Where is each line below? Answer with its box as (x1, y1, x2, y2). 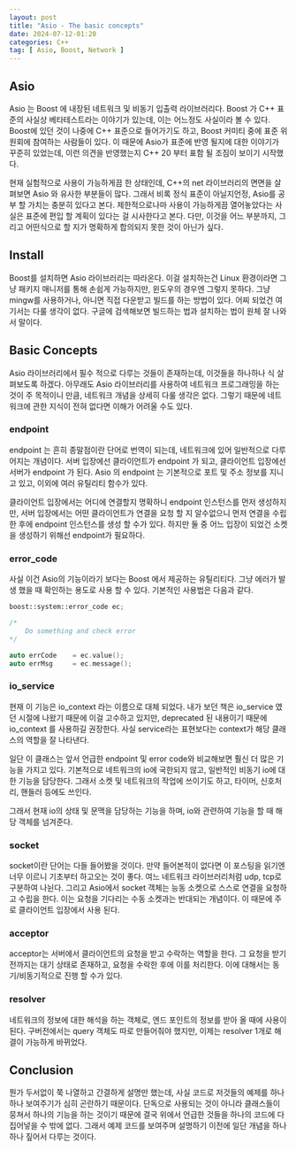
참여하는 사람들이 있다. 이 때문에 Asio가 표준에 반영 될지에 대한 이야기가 (32, 136, 280, 147)
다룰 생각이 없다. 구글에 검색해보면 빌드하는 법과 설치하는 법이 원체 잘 (32, 305, 271, 316)
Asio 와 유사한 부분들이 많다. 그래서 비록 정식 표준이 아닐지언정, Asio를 (32, 188, 277, 199)
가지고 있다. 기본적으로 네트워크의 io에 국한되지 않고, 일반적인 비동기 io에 (25, 764, 277, 775)
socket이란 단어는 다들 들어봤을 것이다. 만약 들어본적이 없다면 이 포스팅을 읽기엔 (9, 861, 285, 870)
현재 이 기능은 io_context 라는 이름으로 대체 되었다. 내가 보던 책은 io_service (9, 701, 274, 712)
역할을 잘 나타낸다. (25, 734, 90, 745)
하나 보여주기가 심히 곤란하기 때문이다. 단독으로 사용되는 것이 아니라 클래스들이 (9, 1099, 281, 1109)
